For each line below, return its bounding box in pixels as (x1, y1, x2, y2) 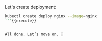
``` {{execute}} (5, 18, 37, 23)
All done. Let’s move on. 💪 (5, 32, 64, 37)
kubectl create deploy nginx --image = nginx (5, 14, 97, 19)
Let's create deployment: (5, 4, 56, 10)
